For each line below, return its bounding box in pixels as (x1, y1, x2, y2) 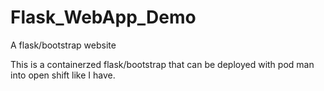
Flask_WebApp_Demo (10, 6, 197, 29)
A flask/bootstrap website (10, 39, 117, 51)
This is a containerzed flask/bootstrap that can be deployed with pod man (10, 58, 315, 70)
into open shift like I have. (10, 69, 116, 81)
